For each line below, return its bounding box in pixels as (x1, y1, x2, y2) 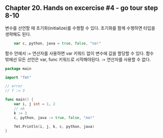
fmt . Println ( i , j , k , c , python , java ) (14, 124, 95, 129)
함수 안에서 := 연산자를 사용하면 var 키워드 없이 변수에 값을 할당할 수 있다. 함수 (5, 50, 154, 56)
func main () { (5, 97, 34, 102)
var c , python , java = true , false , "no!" (14, 41, 101, 46)
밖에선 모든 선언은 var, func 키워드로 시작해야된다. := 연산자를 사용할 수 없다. (5, 56, 151, 62)
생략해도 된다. (5, 31, 32, 37)
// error (5, 84, 23, 89)
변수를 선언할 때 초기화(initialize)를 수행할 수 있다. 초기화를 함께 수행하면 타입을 (5, 25, 156, 31)
